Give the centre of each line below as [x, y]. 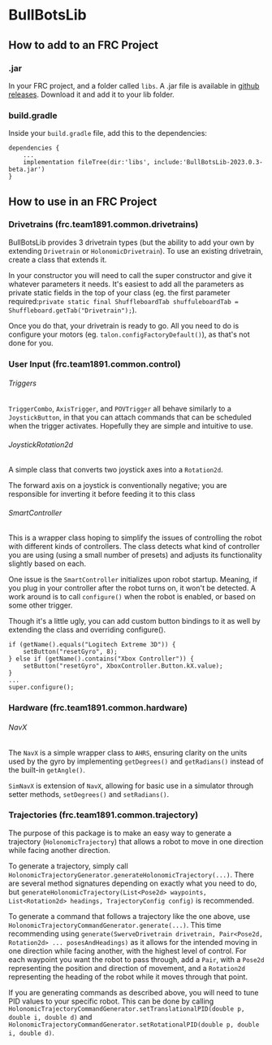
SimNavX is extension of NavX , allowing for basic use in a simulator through [131, 786]
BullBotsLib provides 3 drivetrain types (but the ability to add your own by [132, 242]
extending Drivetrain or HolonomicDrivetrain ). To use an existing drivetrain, [136, 250]
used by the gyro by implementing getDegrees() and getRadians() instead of [136, 761]
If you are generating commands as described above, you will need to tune [134, 992]
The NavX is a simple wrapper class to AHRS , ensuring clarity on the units [128, 752]
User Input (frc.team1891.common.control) [95, 364]
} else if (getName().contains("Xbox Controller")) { [101, 659]
